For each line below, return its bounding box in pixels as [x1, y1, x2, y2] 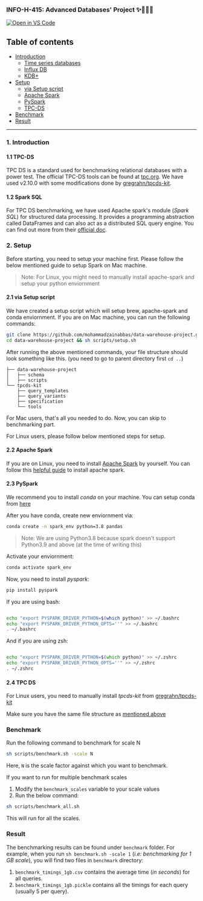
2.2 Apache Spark [6, 446, 53, 454]
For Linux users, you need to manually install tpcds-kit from [6, 692, 154, 700]
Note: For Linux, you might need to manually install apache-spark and [21, 273, 195, 281]
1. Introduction [6, 138, 50, 147]
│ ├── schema [6, 372, 45, 378]
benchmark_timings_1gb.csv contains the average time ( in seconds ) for [14, 868, 190, 876]
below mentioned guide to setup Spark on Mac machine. [6, 261, 147, 269]
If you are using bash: [6, 598, 60, 605]
